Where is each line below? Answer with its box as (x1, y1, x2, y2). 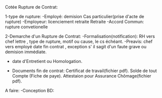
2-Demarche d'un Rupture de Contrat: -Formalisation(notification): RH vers (5, 34, 155, 39)
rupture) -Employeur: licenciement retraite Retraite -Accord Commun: (5, 19, 144, 24)
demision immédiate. (5, 49, 47, 55)
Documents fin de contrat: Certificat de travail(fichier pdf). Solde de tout (12, 68, 157, 74)
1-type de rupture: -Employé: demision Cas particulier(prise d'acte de (5, 14, 144, 19)
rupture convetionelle (5, 24, 48, 30)
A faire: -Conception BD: (5, 88, 54, 93)
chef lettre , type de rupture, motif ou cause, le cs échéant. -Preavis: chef (5, 39, 153, 44)
